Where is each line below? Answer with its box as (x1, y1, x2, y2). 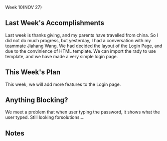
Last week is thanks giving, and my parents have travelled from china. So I (5, 32, 158, 38)
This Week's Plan (5, 68, 61, 77)
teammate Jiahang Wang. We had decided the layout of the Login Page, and (5, 43, 162, 49)
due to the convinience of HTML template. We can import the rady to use (5, 48, 156, 54)
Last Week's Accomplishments (5, 19, 104, 27)
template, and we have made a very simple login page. (5, 53, 118, 59)
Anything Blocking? (5, 96, 69, 104)
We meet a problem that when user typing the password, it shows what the (5, 109, 160, 115)
